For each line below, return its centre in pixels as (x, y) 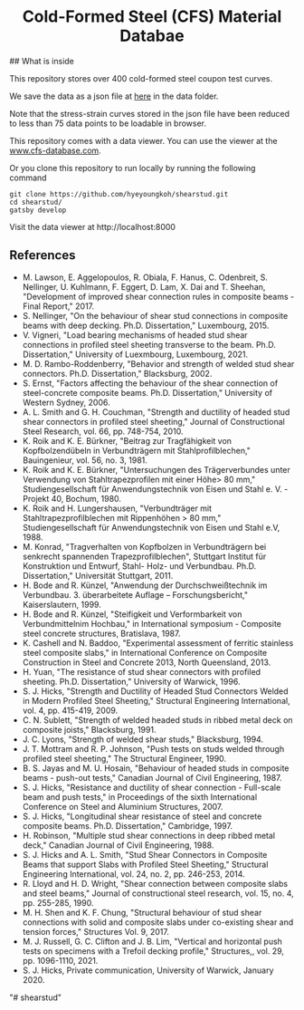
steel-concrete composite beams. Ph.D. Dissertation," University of (147, 392)
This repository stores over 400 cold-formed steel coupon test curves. (141, 78)
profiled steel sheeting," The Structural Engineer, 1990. (124, 758)
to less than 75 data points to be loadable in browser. (108, 123)
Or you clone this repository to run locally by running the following (133, 168)
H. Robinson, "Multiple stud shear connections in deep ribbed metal (149, 835)
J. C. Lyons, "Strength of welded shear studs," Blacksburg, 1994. (143, 739)
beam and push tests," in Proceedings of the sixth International (140, 797)
